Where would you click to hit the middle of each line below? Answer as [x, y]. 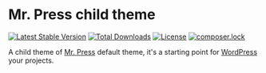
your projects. [31, 60]
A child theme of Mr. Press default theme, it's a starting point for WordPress [133, 52]
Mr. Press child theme [82, 15]
